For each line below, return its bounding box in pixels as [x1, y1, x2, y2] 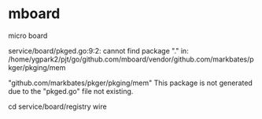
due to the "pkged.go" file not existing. [8, 86, 134, 95]
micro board [8, 31, 48, 40]
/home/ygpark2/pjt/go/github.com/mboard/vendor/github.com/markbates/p [8, 54, 254, 64]
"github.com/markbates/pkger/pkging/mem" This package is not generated [8, 78, 253, 87]
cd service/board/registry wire [8, 102, 108, 111]
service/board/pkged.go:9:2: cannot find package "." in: [8, 46, 189, 55]
